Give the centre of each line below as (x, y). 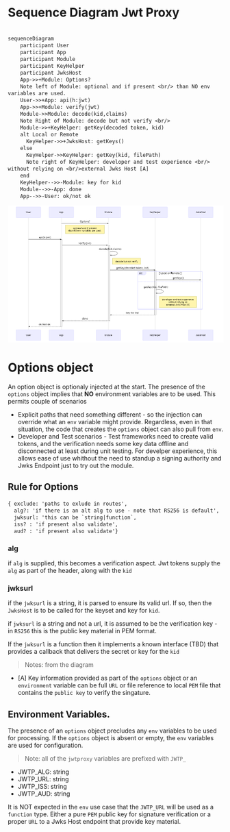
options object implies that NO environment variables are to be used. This (112, 394)
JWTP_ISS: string (42, 787)
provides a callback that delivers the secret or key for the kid (94, 652)
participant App (43, 52)
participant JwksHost (51, 73)
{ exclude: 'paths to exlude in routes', (68, 504)
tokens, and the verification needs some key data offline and (103, 444)
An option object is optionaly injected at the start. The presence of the (107, 387)
